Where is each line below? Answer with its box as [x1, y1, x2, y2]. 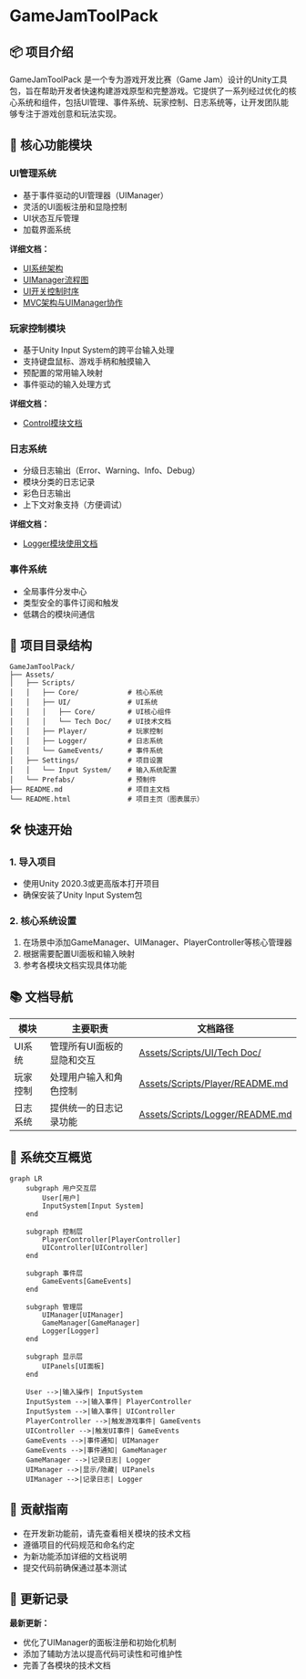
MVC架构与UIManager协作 [22, 297, 123, 308]
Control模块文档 [22, 417, 84, 428]
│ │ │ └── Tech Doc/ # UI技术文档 [9, 718, 171, 727]
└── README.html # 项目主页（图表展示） [9, 795, 204, 804]
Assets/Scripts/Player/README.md [138, 1077, 289, 1090]
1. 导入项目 [9, 855, 56, 868]
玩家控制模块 [9, 321, 66, 334]
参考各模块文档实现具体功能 [22, 960, 127, 971]
